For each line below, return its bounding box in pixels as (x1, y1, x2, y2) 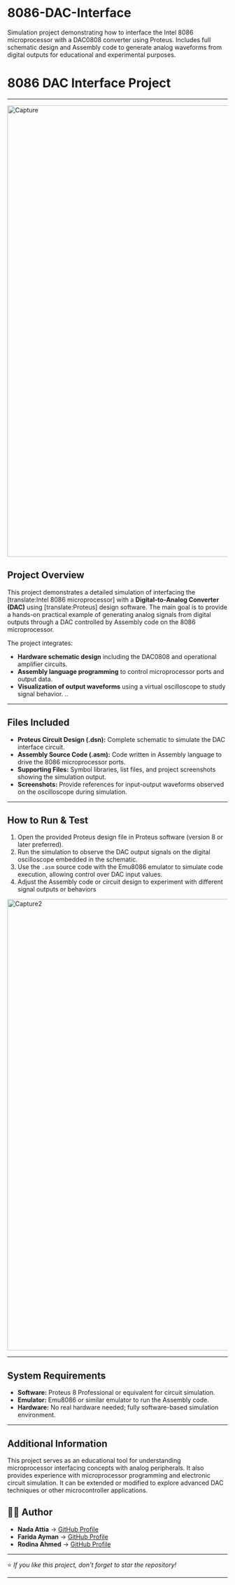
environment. (17, 1411, 56, 1419)
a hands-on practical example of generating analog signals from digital (7, 610, 211, 618)
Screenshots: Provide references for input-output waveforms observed (17, 780, 225, 788)
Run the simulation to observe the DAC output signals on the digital (17, 848, 211, 856)
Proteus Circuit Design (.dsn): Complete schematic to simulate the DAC (17, 735, 226, 743)
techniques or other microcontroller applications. (7, 1486, 148, 1494)
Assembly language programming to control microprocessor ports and (17, 667, 225, 675)
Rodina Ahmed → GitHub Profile (17, 1539, 111, 1548)
